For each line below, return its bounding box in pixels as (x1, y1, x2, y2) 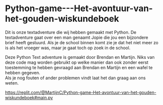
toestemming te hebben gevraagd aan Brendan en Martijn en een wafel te (5, 64, 153, 70)
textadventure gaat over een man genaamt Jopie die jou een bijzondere (5, 35, 148, 40)
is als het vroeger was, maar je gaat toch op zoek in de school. (5, 45, 130, 51)
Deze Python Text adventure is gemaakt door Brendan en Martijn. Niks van (5, 54, 155, 60)
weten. (5, 80, 19, 86)
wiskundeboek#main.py (5, 94, 53, 100)
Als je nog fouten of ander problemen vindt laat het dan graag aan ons (5, 75, 146, 81)
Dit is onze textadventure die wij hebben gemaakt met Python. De (5, 29, 137, 35)
